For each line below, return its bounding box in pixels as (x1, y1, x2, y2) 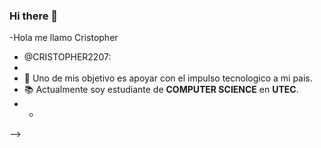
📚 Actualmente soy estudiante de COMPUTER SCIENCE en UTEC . (23, 84, 299, 96)
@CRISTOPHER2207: (23, 51, 112, 63)
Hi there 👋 (9, 9, 59, 23)
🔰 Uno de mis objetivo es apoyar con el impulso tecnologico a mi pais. (23, 72, 313, 84)
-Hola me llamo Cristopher (9, 32, 119, 44)
